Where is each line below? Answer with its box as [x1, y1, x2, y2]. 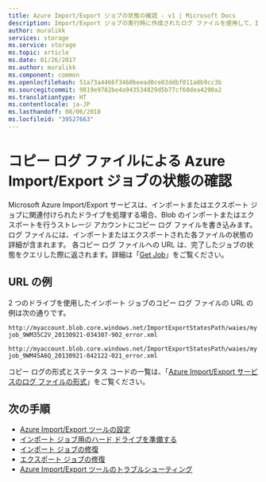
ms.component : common [8, 71, 80, 79]
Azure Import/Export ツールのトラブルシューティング [19, 464, 193, 474]
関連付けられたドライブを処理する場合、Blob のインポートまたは [29, 210, 241, 219]
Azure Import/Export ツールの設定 [19, 425, 131, 434]
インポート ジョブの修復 [19, 445, 99, 454]
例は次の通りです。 [8, 308, 71, 317]
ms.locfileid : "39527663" [8, 116, 94, 123]
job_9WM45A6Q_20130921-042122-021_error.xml [8, 351, 158, 359]
